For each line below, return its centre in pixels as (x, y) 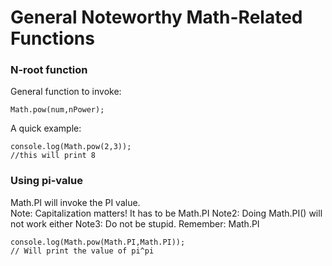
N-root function (49, 70)
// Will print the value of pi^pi (82, 251)
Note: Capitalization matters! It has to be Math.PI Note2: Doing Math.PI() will (166, 213)
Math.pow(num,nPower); (57, 110)
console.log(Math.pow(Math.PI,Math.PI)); (98, 242)
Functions (52, 38)
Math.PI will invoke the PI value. (75, 202)
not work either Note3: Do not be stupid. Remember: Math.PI (135, 223)
